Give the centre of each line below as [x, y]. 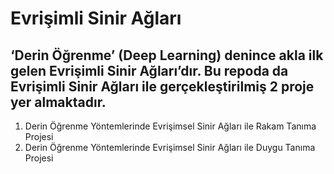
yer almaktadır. [58, 102]
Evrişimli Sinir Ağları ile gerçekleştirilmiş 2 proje [162, 86]
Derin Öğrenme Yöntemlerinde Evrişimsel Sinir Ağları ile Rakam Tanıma [170, 126]
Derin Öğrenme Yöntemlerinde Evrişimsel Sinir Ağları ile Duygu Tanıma [170, 147]
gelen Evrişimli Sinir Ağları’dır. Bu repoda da [149, 70]
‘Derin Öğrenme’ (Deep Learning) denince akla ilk [167, 55]
